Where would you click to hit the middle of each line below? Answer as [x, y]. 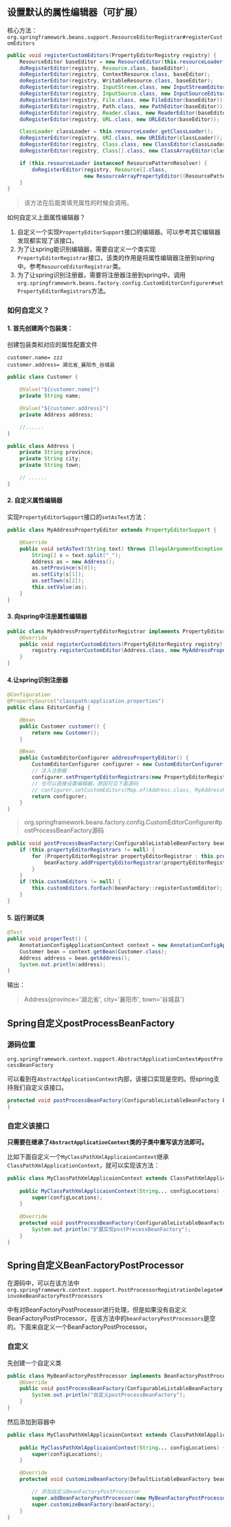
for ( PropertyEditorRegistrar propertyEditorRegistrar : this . [124, 856]
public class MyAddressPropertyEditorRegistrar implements [93, 631]
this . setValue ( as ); [60, 587]
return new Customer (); [66, 733]
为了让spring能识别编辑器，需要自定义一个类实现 [86, 249]
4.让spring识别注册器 [38, 680]
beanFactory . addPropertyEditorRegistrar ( [104, 863]
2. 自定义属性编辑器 [35, 500]
